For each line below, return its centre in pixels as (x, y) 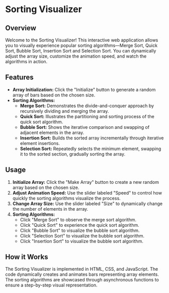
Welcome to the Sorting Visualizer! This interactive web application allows (82, 40)
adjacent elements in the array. (52, 132)
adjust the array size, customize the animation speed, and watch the (76, 56)
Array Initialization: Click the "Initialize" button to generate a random (84, 89)
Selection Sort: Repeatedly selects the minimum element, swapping (91, 149)
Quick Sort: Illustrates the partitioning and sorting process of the (87, 116)
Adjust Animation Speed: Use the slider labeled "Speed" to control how (87, 192)
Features (19, 78)
